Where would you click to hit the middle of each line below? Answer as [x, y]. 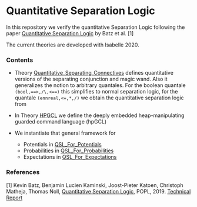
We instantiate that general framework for [65, 133]
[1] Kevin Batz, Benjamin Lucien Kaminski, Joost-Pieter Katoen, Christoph [95, 185]
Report [14, 198]
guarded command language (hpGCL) [61, 122]
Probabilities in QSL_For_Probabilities [69, 151]
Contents [20, 60]
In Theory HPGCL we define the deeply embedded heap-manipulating [99, 115]
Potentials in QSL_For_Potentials [62, 145]
